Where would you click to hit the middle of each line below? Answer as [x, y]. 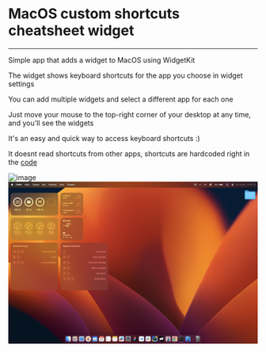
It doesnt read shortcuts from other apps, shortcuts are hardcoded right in [129, 153]
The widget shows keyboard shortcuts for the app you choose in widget [125, 75]
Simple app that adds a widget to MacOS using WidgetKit [102, 59]
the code [23, 162]
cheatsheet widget [71, 31]
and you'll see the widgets [51, 123]
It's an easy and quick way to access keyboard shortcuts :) [104, 138]
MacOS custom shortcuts [94, 14]
